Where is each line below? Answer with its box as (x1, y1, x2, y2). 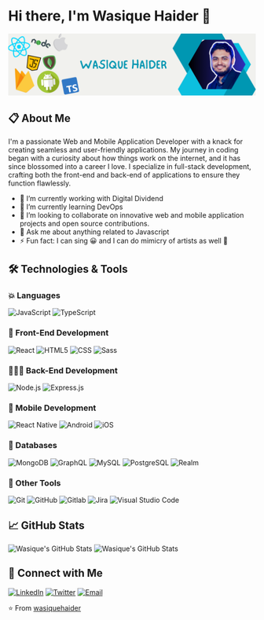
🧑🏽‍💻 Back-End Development (8, 365, 118, 376)
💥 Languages (8, 290, 60, 301)
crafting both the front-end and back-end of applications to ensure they (8, 170, 240, 179)
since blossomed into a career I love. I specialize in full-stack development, (8, 161, 251, 171)
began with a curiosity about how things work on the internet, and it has (8, 153, 241, 163)
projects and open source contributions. (19, 218, 150, 228)
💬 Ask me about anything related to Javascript (19, 227, 170, 237)
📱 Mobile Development (8, 402, 97, 413)
